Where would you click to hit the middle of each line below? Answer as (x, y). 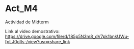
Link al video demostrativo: (32, 31)
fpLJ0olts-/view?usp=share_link (38, 41)
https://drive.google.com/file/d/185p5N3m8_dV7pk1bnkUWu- (67, 36)
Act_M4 (22, 8)
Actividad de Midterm (27, 22)
